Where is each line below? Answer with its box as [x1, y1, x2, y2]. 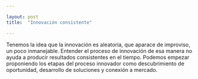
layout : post [6, 14, 39, 20]
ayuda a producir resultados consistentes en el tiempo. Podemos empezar [6, 53, 190, 61]
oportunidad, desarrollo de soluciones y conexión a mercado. [6, 66, 158, 73]
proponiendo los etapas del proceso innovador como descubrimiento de [6, 60, 184, 67]
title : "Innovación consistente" [6, 19, 93, 26]
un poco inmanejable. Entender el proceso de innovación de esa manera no [6, 47, 193, 54]
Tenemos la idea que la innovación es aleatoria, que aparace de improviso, [6, 41, 190, 48]
